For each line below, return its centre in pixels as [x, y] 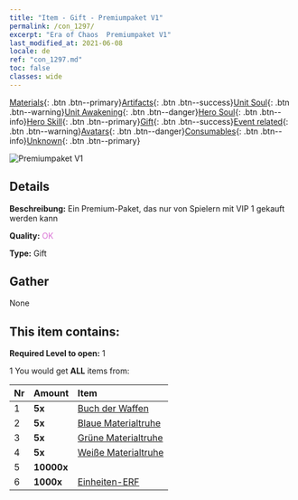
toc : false [30, 69]
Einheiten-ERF [108, 482]
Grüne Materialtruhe [120, 438]
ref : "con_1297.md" [46, 60]
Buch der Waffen [113, 409]
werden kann [34, 218]
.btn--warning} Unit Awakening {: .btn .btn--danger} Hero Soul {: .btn [134, 112]
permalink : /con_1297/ [52, 26]
